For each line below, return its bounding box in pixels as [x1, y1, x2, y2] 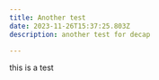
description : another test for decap [9, 30, 151, 39]
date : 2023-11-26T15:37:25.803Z [9, 22, 130, 31]
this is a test [9, 62, 54, 73]
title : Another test [9, 13, 87, 22]
